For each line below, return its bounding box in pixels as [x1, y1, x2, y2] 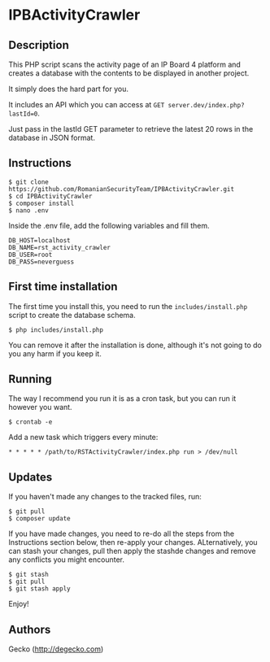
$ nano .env [8, 206, 49, 215]
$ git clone [8, 177, 49, 186]
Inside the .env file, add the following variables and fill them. [8, 220, 210, 230]
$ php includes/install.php [8, 325, 104, 334]
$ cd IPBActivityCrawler [8, 192, 93, 200]
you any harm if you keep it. [8, 348, 102, 359]
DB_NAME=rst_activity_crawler [8, 243, 111, 251]
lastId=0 [8, 110, 38, 118]
